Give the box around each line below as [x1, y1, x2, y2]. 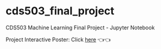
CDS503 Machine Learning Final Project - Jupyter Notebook [5, 24, 155, 31]
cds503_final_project [5, 4, 115, 18]
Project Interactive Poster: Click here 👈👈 [5, 36, 111, 43]
